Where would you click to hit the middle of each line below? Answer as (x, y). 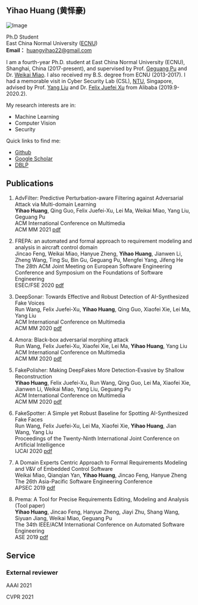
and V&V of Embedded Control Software (64, 468)
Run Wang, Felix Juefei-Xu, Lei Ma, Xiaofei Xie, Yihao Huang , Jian (95, 426)
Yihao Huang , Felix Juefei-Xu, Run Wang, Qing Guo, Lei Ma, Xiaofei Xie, (103, 382)
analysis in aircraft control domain (56, 247)
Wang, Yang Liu (34, 432)
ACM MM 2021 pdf (38, 229)
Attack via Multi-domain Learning (55, 204)
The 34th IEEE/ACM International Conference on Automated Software (100, 524)
